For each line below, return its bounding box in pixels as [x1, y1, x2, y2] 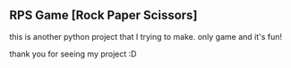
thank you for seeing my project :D [9, 49, 137, 59]
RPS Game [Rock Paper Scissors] [9, 8, 198, 23]
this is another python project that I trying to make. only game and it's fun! [9, 31, 283, 42]
